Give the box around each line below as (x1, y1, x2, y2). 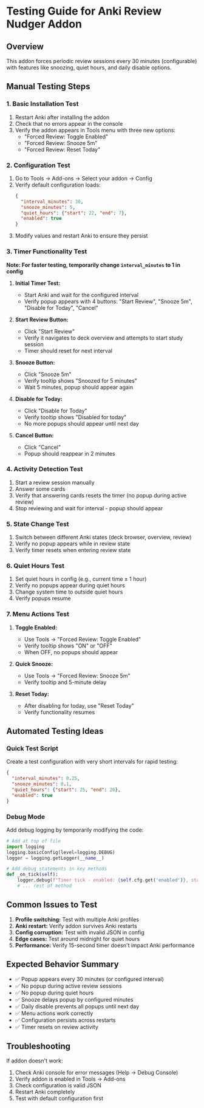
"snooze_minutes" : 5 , (21, 204, 76, 210)
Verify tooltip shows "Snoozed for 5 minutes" (24, 377, 138, 384)
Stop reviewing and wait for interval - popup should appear (15, 504, 163, 511)
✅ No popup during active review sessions (15, 982, 123, 990)
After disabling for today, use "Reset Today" (24, 702, 135, 709)
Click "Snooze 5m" (24, 371, 72, 378)
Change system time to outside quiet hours (15, 588, 123, 596)
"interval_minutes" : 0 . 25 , (12, 776, 80, 782)
